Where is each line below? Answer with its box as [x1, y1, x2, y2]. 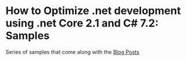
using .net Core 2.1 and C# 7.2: [5, 16, 159, 30]
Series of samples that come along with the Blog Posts [5, 48, 139, 55]
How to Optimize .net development [5, 4, 181, 18]
